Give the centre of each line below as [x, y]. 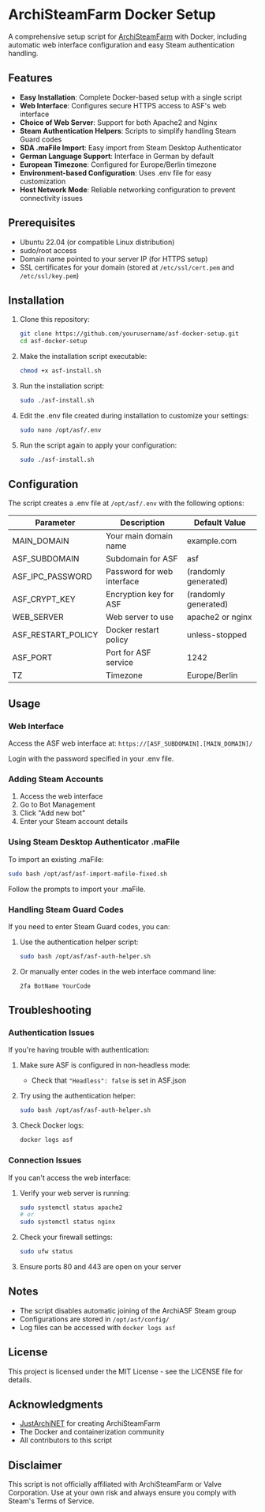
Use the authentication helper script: [79, 942]
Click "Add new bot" [52, 813]
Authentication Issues [51, 1033]
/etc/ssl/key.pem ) [49, 275]
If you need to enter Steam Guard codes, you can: [90, 926]
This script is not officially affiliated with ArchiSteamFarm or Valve [115, 1484]
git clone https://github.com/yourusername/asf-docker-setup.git [129, 334]
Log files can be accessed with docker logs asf [97, 1327]
